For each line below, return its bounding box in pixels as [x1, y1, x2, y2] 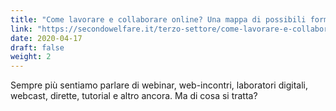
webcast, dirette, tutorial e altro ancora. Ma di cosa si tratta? [10, 90, 258, 102]
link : [10, 24, 33, 34]
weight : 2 [10, 52, 52, 62]
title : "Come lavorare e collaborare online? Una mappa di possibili [10, 14, 307, 25]
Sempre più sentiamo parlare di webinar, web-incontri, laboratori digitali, [10, 79, 308, 91]
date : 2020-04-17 [10, 33, 83, 43]
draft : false [10, 42, 65, 53]
